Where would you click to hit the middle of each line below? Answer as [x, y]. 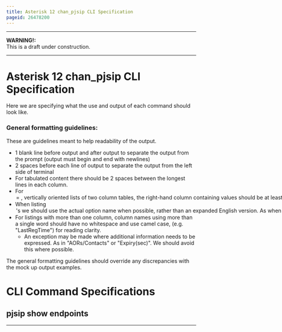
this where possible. [49, 249]
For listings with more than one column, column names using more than [104, 217]
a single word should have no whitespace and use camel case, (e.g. [99, 224]
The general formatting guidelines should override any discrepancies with [98, 261]
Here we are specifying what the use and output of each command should [99, 106]
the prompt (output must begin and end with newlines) [83, 159]
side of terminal [34, 171]
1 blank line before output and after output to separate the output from [102, 152]
